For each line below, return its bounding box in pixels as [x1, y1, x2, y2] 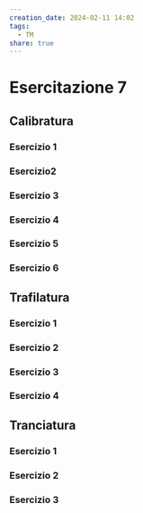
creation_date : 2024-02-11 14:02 [9, 13, 135, 23]
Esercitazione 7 [9, 78, 128, 98]
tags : [9, 22, 30, 31]
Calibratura [9, 113, 75, 128]
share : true [9, 38, 54, 48]
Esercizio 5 [9, 237, 59, 250]
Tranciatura [9, 417, 76, 432]
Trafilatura [9, 290, 70, 305]
